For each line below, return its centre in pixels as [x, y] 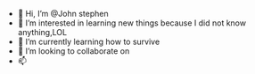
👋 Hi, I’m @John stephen [63, 14]
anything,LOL [42, 32]
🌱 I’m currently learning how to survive [89, 41]
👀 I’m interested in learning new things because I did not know [132, 23]
